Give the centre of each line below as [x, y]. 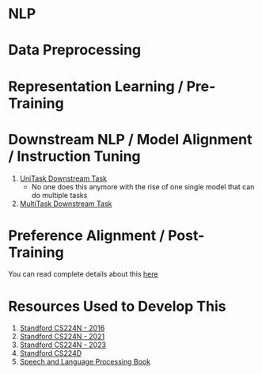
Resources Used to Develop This [117, 306]
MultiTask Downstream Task [66, 204]
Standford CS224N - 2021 [62, 337]
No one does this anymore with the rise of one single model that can [143, 186]
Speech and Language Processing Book [85, 362]
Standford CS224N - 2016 [62, 328]
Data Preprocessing [75, 50]
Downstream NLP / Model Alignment [130, 139]
